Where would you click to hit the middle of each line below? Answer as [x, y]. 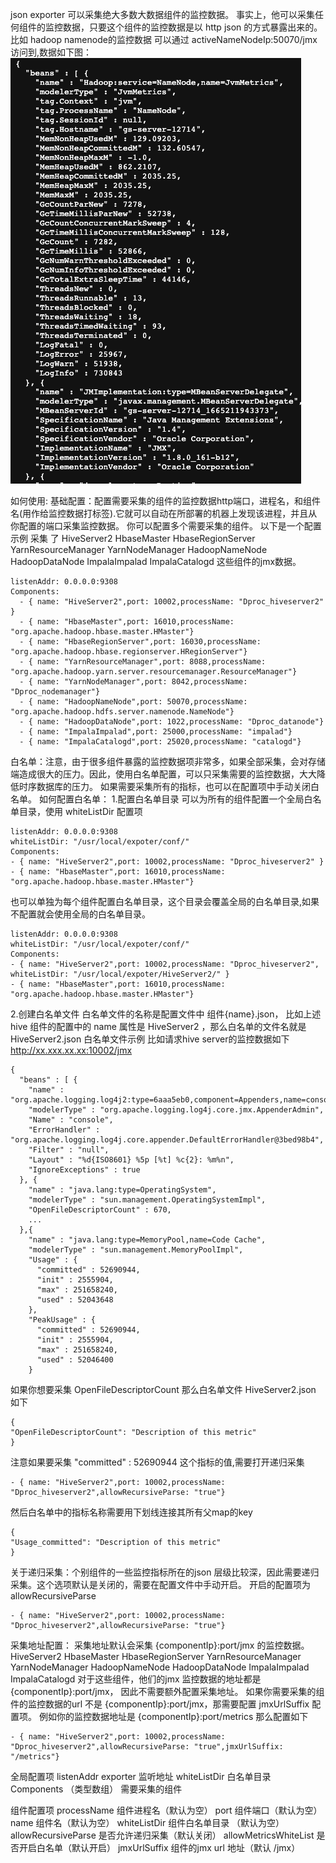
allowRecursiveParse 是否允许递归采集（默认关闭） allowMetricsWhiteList [162, 1835]
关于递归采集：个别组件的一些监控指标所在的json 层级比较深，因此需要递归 [165, 1572]
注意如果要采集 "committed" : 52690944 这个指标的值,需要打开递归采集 [157, 1462]
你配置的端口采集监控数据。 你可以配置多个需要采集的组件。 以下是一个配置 [166, 526]
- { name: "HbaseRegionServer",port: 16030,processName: [140, 642]
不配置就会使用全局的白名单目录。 [80, 914]
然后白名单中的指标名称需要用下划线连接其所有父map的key [131, 1512]
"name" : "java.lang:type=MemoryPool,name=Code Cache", [147, 1240]
